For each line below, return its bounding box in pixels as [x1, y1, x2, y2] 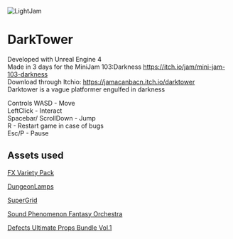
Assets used [7, 150, 64, 162]
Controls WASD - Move [7, 99, 76, 107]
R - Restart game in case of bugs [7, 121, 104, 130]
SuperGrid [7, 196, 38, 204]
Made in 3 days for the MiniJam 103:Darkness [7, 62, 142, 71]
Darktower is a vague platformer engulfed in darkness [7, 85, 166, 94]
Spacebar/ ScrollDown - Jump [7, 113, 96, 122]
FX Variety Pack [7, 168, 55, 177]
